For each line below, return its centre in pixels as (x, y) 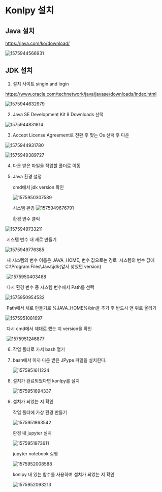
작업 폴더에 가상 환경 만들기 (40, 412)
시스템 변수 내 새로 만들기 (31, 239)
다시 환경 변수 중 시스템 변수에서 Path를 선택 (51, 287)
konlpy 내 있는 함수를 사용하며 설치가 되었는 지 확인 (63, 474)
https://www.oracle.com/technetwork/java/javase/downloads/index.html (81, 94)
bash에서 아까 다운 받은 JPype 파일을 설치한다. (59, 360)
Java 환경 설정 (27, 176)
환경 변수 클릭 (26, 218)
